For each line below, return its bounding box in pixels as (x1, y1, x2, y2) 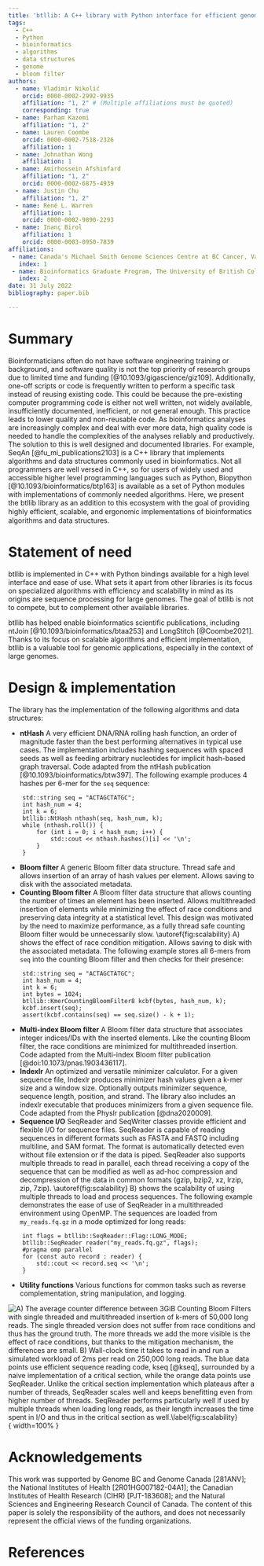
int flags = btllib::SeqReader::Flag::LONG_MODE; (22, 1232, 189, 1240)
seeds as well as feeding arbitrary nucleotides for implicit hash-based (19, 753, 246, 763)
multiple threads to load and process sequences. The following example (19, 1192, 253, 1201)
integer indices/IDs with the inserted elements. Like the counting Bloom (19, 1033, 251, 1042)
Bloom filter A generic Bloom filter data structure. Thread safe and (19, 862, 236, 872)
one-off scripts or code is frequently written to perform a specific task (8, 380, 236, 390)
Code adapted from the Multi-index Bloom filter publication (19, 1050, 211, 1059)
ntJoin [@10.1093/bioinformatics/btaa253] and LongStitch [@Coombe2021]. (8, 626, 254, 635)
